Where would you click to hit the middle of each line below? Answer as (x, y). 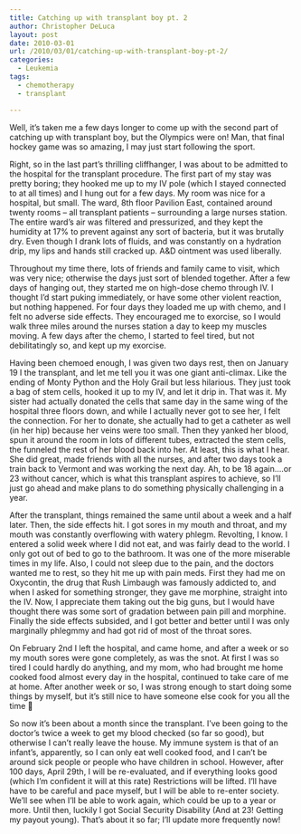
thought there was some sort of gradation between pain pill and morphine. (148, 611)
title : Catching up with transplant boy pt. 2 (99, 18)
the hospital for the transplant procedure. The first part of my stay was (141, 174)
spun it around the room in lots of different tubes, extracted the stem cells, (148, 439)
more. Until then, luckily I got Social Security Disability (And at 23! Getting (146, 810)
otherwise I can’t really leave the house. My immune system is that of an (144, 743)
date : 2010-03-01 (42, 43)
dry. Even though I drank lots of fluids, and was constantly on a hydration (146, 241)
